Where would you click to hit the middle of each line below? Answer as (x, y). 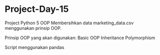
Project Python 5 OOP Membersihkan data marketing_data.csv (69, 23)
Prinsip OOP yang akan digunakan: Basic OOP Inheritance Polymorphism (80, 38)
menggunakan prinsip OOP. (33, 28)
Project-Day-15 (37, 9)
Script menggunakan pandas (35, 47)
